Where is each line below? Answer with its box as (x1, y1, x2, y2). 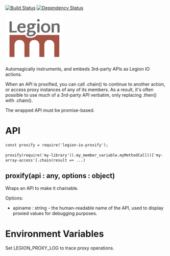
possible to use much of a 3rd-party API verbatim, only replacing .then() (5, 92, 157, 98)
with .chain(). (5, 97, 33, 103)
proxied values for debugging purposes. (12, 210, 98, 216)
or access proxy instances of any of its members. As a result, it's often (5, 87, 154, 93)
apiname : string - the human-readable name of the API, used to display (12, 205, 164, 211)
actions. (5, 71, 22, 77)
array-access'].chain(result (5, 158, 67, 163)
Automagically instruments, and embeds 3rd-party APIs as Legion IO (5, 66, 150, 72)
